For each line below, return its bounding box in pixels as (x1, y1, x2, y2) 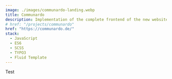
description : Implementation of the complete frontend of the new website (5, 17, 168, 22)
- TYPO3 (10, 50, 27, 55)
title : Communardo (5, 12, 45, 17)
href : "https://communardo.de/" (5, 27, 74, 32)
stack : (5, 31, 19, 36)
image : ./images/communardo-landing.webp (5, 7, 95, 13)
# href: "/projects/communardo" (5, 21, 74, 27)
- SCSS (10, 45, 24, 50)
